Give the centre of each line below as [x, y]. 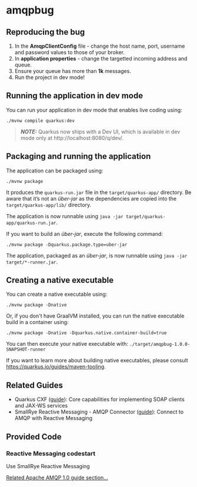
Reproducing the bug [46, 32]
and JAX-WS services [41, 406]
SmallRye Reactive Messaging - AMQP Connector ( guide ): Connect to [99, 412]
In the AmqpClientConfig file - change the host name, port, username [100, 46]
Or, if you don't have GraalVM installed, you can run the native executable [95, 316]
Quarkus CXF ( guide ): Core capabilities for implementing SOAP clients [100, 399]
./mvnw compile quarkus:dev [41, 121]
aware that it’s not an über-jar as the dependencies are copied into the [91, 198]
